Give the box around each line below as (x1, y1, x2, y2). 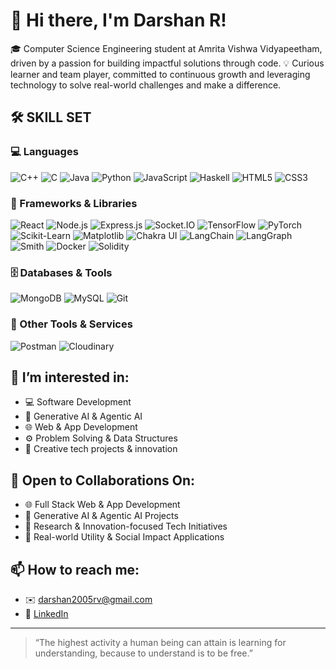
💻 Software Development (24, 396, 132, 408)
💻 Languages (10, 145, 79, 159)
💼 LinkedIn (24, 607, 69, 619)
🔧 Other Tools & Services (10, 317, 133, 331)
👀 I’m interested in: (10, 369, 130, 386)
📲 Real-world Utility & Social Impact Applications (24, 531, 225, 543)
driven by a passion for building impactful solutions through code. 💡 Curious (10, 57, 325, 69)
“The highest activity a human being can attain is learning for (34, 636, 287, 648)
